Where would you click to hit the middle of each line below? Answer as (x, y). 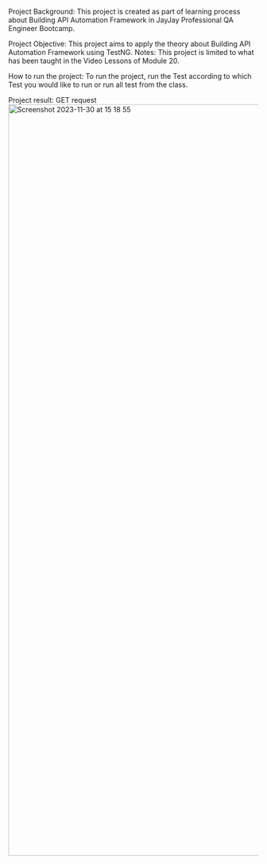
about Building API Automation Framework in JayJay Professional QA (121, 20)
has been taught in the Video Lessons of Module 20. (94, 61)
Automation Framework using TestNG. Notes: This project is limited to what (131, 52)
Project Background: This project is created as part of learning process (124, 12)
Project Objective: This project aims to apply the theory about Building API (130, 44)
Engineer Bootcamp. (42, 28)
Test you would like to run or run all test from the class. (98, 84)
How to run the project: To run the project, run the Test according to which (130, 76)
